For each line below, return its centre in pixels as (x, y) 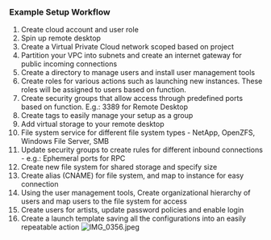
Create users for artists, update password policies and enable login (132, 210)
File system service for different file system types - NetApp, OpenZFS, (138, 133)
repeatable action (50, 227)
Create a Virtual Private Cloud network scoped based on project (127, 47)
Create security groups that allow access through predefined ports (132, 99)
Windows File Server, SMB (65, 141)
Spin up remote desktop (61, 38)
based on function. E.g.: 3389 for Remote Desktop (104, 107)
